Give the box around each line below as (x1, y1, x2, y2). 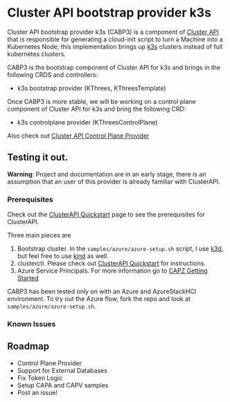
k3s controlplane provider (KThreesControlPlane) (17, 118, 158, 126)
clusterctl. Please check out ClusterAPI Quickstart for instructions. (17, 259, 206, 268)
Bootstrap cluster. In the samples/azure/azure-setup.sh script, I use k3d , (17, 244, 224, 253)
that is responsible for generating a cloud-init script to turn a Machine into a (7, 35, 223, 43)
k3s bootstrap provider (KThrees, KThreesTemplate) (17, 84, 166, 92)
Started (17, 274, 39, 282)
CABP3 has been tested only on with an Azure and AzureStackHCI (7, 287, 197, 295)
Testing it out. (7, 152, 69, 163)
